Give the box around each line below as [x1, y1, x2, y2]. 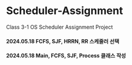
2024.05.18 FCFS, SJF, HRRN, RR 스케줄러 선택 [6, 37, 120, 45]
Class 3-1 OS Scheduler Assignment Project [6, 23, 113, 30]
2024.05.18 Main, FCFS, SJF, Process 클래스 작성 [6, 52, 126, 59]
